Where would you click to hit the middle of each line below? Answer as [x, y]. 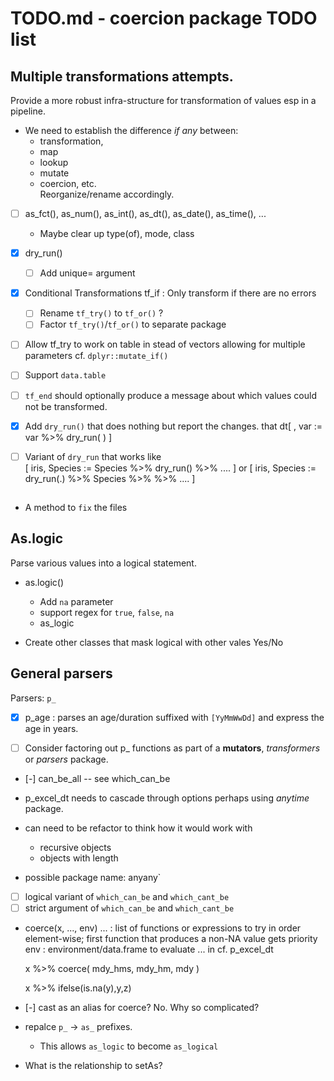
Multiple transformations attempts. [122, 76]
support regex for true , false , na [107, 612]
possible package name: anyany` [93, 877]
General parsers [61, 673]
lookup [54, 162]
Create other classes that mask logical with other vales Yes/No [154, 642]
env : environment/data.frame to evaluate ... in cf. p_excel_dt [149, 949]
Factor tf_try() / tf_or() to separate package [133, 324]
